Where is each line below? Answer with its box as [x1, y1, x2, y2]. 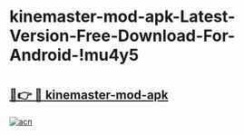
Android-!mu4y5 [9, 45, 139, 65]
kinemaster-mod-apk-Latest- [9, 6, 236, 27]
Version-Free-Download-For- [9, 25, 236, 46]
